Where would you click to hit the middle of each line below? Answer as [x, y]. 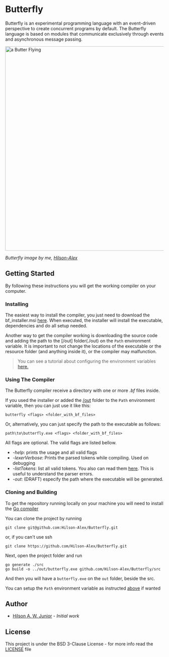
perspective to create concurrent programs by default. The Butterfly [76, 28]
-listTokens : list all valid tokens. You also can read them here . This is [83, 468]
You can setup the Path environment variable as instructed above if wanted [83, 588]
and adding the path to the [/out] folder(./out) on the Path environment [78, 341]
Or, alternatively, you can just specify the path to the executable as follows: [83, 424]
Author [16, 604]
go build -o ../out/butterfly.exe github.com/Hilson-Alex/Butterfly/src [83, 569]
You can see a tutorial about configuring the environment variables [87, 361]
